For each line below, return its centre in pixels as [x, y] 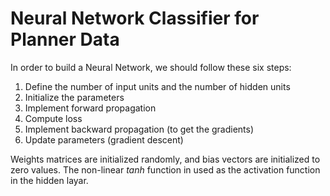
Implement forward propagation [90, 108]
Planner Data [65, 39]
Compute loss [53, 118]
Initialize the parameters [74, 97]
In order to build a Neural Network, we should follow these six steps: [151, 67]
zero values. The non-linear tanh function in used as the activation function [165, 169]
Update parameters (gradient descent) [104, 139]
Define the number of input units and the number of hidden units [157, 86]
